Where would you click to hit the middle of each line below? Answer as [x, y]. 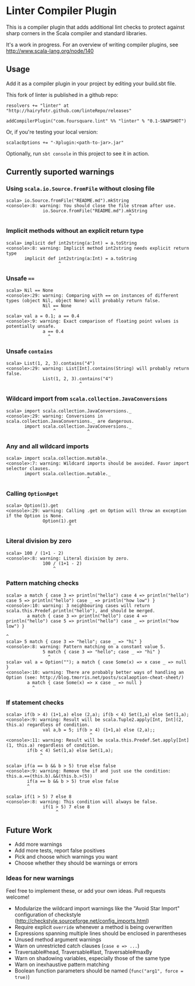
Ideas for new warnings [40, 878]
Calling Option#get [32, 493]
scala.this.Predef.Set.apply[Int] [147, 740]
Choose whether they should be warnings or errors [76, 863]
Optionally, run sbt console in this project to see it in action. [78, 153]
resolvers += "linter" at [37, 106]
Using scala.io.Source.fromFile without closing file [80, 189]
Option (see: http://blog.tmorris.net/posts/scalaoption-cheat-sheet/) [95, 677]
